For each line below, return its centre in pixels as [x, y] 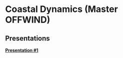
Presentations [27, 38]
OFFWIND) [28, 20]
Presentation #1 [22, 50]
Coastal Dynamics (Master [62, 9]
